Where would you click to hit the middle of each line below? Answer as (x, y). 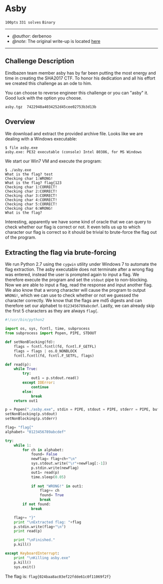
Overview (20, 122)
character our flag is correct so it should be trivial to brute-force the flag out (81, 232)
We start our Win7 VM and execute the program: (53, 161)
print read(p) (28, 531)
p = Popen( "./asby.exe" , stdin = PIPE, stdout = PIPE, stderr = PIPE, (78, 410)
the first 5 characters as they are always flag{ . (52, 311)
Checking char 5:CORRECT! (31, 204)
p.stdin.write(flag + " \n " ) (40, 527)
